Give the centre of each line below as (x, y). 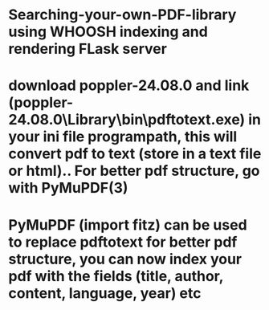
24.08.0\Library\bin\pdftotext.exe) (127, 120)
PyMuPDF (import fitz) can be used (128, 224)
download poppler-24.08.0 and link (129, 86)
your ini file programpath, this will (123, 137)
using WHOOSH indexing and (108, 32)
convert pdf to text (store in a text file (135, 154)
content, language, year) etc (105, 293)
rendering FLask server (88, 49)
